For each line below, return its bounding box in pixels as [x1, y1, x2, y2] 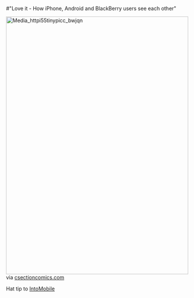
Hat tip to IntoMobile [6, 285, 55, 292]
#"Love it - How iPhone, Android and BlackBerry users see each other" [6, 5, 177, 12]
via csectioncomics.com [6, 274, 65, 281]
